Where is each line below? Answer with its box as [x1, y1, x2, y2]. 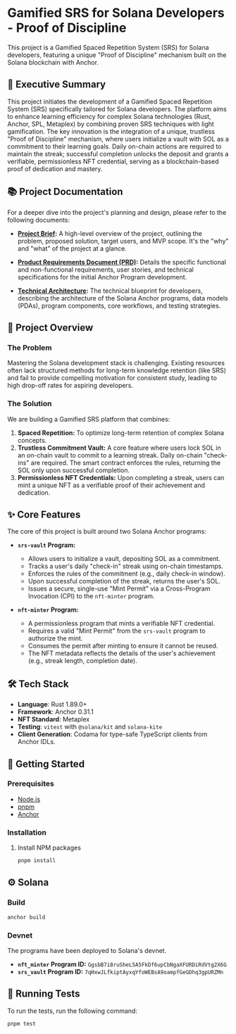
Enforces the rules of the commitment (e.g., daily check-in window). [27, 569, 225, 578]
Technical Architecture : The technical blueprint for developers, [17, 286, 203, 295]
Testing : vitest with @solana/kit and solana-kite [17, 723, 163, 731]
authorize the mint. [27, 634, 83, 643]
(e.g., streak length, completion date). [27, 657, 137, 665]
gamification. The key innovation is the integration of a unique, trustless [7, 127, 215, 135]
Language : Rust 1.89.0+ [17, 700, 87, 709]
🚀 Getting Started [7, 758, 85, 770]
